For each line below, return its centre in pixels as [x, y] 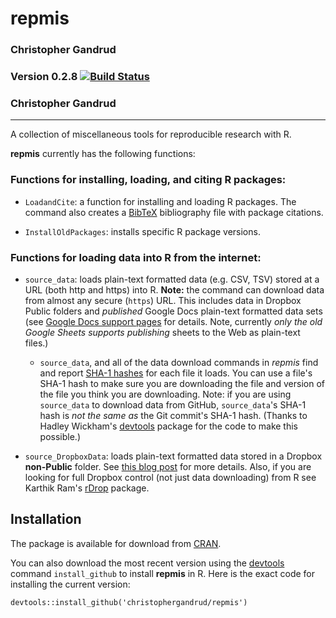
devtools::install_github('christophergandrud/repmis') [129, 602]
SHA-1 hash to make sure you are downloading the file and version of [182, 383]
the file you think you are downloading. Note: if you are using [165, 394]
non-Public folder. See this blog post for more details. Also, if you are [168, 466]
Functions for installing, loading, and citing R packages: [148, 180]
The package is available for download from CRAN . [116, 543]
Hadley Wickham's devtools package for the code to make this [168, 426]
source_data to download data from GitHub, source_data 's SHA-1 [173, 404]
